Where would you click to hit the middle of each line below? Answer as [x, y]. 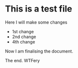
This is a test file [39, 9]
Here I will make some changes [36, 22]
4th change [23, 41]
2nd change [24, 37]
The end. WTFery [23, 60]
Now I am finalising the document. [39, 51]
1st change [23, 31]
